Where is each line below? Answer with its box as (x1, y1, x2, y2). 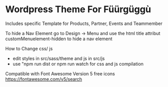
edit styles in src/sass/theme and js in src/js (12, 55, 105, 62)
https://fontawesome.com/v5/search (5, 76, 82, 82)
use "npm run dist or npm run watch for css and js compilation (12, 61, 144, 67)
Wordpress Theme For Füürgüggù (5, 4, 151, 15)
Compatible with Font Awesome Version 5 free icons (5, 70, 116, 77)
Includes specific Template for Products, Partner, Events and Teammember (5, 20, 163, 26)
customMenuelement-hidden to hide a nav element (5, 36, 113, 42)
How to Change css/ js (5, 45, 53, 51)
